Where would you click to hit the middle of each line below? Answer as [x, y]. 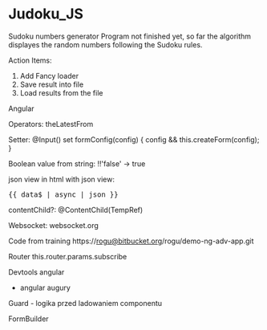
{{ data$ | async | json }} [63, 194]
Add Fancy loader [49, 75]
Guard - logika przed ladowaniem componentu [85, 303]
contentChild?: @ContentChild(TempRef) [76, 210]
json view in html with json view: [61, 179]
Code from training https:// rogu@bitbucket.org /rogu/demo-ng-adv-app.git [131, 241]
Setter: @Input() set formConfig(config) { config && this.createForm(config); [134, 139]
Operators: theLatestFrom [51, 124]
